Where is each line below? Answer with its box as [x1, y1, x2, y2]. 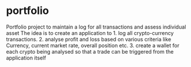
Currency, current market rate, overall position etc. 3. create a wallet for [6, 42, 180, 49]
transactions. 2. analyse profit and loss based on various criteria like [6, 36, 172, 43]
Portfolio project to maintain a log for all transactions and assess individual [6, 23, 186, 30]
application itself [6, 54, 46, 61]
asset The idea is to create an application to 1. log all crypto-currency [6, 29, 174, 36]
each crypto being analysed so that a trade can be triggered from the [6, 48, 174, 55]
